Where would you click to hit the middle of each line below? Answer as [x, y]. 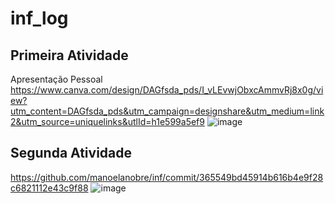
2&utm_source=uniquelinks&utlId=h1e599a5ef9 [107, 121]
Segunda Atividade [71, 153]
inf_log [39, 18]
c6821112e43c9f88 [49, 188]
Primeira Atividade [69, 55]
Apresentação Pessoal [56, 79]
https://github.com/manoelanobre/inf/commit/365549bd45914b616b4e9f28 [167, 177]
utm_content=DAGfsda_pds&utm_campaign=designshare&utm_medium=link [167, 111]
